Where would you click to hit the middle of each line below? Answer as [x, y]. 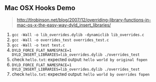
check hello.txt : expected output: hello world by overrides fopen [81, 74]
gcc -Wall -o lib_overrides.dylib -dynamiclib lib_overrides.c [78, 35]
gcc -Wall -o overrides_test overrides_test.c [60, 40]
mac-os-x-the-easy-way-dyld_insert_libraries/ [64, 25]
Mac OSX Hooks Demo [40, 8]
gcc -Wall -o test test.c [38, 45]
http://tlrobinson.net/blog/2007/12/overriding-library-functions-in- [84, 20]
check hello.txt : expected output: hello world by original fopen [79, 59]
